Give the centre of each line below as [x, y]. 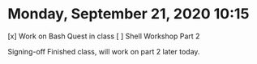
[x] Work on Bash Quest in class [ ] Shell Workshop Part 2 [104, 36]
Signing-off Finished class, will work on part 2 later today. [104, 51]
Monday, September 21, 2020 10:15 [128, 14]
